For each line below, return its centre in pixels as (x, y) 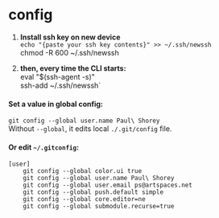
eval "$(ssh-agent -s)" (57, 76)
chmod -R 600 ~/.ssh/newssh (69, 52)
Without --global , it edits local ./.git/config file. (90, 129)
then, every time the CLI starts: (73, 68)
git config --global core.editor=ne (85, 199)
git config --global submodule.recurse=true (99, 207)
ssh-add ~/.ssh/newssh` (60, 85)
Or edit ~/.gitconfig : (43, 147)
